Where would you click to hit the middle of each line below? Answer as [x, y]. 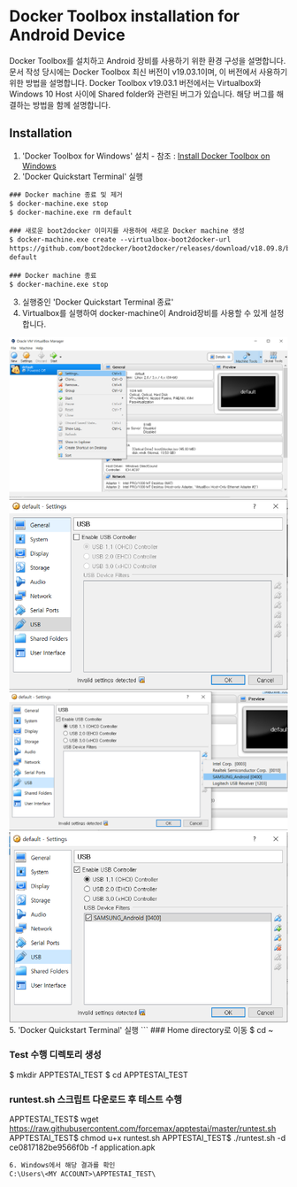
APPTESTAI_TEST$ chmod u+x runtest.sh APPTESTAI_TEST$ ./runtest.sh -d [148, 1138]
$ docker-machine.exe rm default [71, 212]
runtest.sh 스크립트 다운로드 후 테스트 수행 [96, 1099]
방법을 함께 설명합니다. [72, 104]
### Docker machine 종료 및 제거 [66, 195]
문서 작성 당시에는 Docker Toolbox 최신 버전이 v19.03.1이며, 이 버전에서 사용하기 [148, 72]
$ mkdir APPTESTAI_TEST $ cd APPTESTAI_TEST [99, 1075]
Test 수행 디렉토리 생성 [55, 1055]
